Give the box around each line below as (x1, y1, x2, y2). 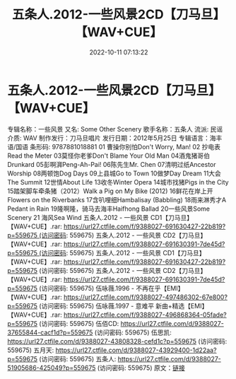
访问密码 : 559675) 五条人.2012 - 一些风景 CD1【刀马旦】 (41, 248, 206, 257)
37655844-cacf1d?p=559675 (7, 328, 93, 337)
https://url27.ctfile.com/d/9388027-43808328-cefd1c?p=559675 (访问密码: (7, 337, 228, 345)
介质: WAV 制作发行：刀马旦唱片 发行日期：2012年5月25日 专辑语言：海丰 (7, 134, 223, 142)
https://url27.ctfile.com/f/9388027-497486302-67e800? (63, 293, 228, 301)
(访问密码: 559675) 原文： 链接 (97, 363, 185, 372)
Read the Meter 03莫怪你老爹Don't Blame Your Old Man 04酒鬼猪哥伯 (7, 151, 211, 160)
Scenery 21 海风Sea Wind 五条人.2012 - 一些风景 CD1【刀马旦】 (7, 213, 193, 221)
